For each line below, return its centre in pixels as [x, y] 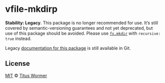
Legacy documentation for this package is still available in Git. [68, 48]
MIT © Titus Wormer [26, 76]
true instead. [18, 39]
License [18, 63]
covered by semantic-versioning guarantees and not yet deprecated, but [79, 28]
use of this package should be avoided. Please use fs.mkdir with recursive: [83, 33]
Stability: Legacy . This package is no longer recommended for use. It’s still [82, 23]
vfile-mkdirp [31, 9]
